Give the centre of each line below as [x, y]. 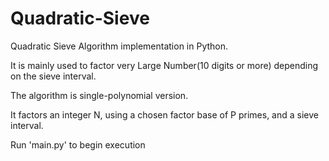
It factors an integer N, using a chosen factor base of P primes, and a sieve [164, 114]
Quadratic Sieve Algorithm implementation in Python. [119, 46]
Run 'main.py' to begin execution [78, 144]
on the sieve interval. [53, 76]
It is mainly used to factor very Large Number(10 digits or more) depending [164, 65]
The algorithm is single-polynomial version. [99, 95]
